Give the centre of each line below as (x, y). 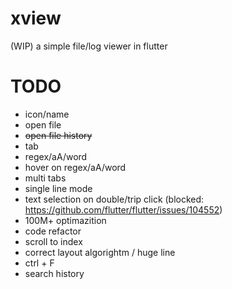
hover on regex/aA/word (75, 167)
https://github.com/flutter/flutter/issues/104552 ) (123, 209)
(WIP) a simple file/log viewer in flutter (89, 46)
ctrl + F (39, 263)
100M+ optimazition (65, 220)
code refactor (53, 231)
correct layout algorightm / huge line (100, 252)
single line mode (58, 188)
